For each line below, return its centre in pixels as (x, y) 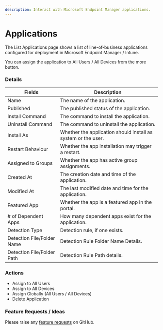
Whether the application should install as (106, 132)
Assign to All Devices (33, 289)
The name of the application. (93, 100)
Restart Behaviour (28, 149)
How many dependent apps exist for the (106, 216)
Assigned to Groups (30, 163)
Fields (31, 92)
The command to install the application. (105, 116)
